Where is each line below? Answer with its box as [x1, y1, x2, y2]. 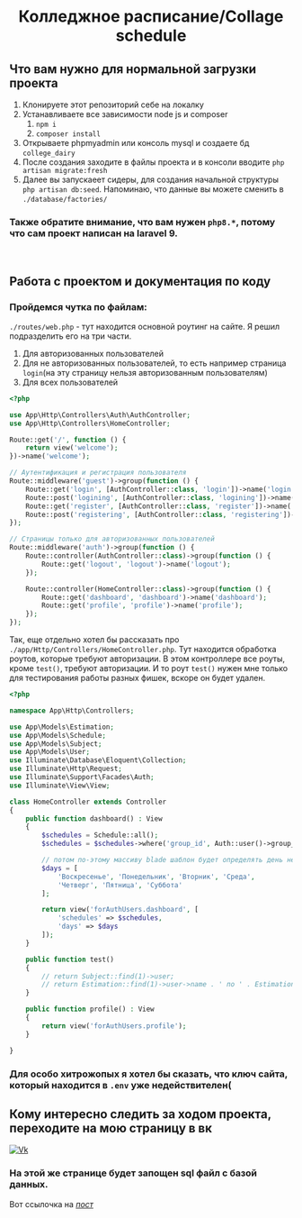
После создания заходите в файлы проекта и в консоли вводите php [22, 157, 285, 168]
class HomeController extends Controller [9, 797, 167, 806]
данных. [9, 1178, 49, 1191]
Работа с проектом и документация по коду [9, 273, 271, 289]
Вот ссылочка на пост [9, 1198, 94, 1209]
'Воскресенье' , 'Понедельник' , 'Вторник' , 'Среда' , [57, 872, 255, 881]
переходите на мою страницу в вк [9, 1120, 213, 1136]
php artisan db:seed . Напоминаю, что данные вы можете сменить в [22, 184, 285, 195]
